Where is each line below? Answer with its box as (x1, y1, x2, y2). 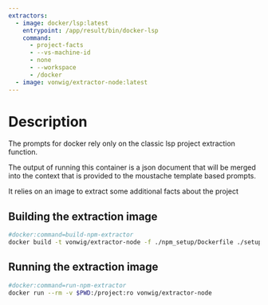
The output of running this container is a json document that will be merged (8, 162, 257, 172)
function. (8, 147, 38, 157)
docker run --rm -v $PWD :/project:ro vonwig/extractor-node (8, 288, 213, 297)
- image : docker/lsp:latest (15, 19, 109, 27)
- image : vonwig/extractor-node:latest (15, 78, 148, 86)
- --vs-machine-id (29, 49, 91, 57)
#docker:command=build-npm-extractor (8, 231, 134, 239)
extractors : (8, 11, 48, 20)
